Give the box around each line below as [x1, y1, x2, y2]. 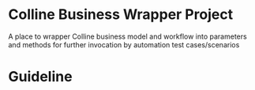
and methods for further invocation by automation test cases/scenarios [8, 39, 240, 49]
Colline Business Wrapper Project [8, 6, 234, 24]
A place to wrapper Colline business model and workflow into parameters [8, 32, 247, 41]
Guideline [8, 68, 73, 86]
